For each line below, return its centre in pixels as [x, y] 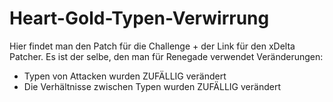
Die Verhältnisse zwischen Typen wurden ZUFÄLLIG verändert [152, 86]
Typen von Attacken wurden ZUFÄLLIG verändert [125, 76]
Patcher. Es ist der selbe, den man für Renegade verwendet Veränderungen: [166, 56]
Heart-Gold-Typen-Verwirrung [139, 18]
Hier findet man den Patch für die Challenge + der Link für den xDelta [152, 46]
